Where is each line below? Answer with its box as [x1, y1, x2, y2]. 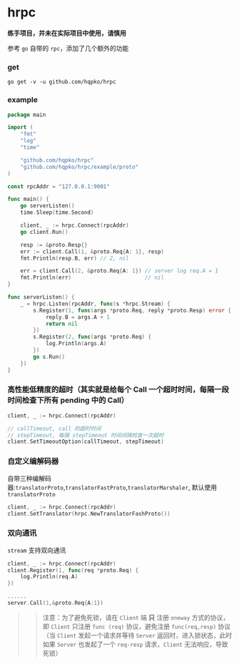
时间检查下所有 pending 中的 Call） [7, 395, 129, 405]
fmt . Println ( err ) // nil [20, 274, 164, 282]
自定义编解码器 [7, 456, 59, 466]
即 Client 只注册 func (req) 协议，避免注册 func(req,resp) [42, 622, 217, 630]
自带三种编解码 [7, 474, 51, 482]
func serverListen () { [7, 294, 75, 301]
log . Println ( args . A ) [45, 340, 107, 347]
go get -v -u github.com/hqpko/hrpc [7, 78, 116, 86]
